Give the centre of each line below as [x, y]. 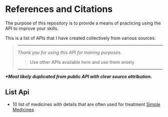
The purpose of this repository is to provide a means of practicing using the [83, 23]
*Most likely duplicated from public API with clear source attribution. [79, 76]
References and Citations [59, 9]
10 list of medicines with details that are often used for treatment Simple [86, 104]
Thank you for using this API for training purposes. [69, 52]
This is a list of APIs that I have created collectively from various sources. [80, 38]
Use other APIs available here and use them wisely [82, 62]
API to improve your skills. [32, 28]
